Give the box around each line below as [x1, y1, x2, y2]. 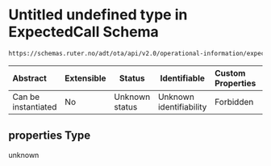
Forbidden [215, 96, 254, 107]
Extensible [64, 73, 106, 84]
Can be [12, 91, 40, 102]
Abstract [12, 73, 47, 84]
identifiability [157, 101, 207, 112]
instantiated [12, 101, 57, 112]
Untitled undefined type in [8, 6, 188, 24]
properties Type [8, 129, 91, 143]
